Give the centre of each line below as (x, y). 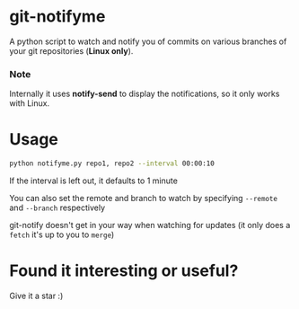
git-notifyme (57, 17)
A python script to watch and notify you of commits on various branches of (148, 41)
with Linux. (30, 103)
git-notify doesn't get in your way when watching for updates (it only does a (150, 225)
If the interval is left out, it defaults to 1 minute (93, 181)
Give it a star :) (36, 296)
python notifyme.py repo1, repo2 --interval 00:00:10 (112, 163)
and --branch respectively (57, 207)
